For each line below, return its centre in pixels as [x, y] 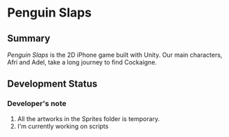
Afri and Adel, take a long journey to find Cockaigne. [82, 62]
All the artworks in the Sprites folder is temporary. [88, 118]
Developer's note [37, 104]
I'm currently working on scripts [63, 126]
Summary [29, 38]
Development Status [52, 84]
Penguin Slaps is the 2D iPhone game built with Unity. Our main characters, [115, 55]
